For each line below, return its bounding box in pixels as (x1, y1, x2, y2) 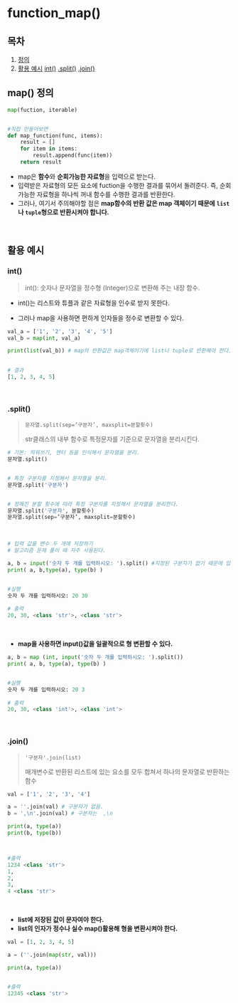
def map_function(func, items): (7, 132, 103, 140)
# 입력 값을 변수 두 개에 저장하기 (7, 540, 94, 547)
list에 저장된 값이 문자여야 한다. (17, 915, 104, 924)
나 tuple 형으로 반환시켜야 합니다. (17, 208, 109, 216)
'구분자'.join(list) (24, 754, 82, 761)
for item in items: (20, 145, 78, 152)
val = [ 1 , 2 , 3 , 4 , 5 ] (7, 938, 75, 946)
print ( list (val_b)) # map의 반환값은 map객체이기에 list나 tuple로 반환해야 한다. (7, 347, 232, 355)
